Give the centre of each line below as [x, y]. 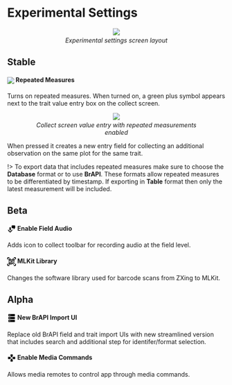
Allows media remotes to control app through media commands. [99, 374]
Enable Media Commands [55, 358]
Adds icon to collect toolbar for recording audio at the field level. [99, 245]
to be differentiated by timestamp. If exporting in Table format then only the [115, 181]
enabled [116, 132]
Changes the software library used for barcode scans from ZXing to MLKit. [114, 278]
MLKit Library [37, 261]
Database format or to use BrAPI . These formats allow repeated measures [113, 174]
